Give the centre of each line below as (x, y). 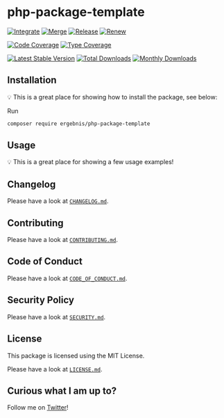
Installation (32, 80)
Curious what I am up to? (62, 391)
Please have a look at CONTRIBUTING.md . (63, 240)
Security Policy (41, 300)
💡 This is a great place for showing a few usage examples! (91, 162)
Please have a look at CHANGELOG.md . (58, 201)
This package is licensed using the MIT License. (76, 355)
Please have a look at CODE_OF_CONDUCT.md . (67, 278)
